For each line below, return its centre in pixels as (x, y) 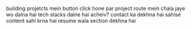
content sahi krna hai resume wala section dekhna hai (71, 21)
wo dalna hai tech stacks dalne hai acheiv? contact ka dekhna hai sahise (93, 14)
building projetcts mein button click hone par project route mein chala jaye (96, 8)
